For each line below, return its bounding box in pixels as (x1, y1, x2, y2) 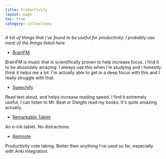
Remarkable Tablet (12, 114, 51, 120)
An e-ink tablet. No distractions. (5, 124, 70, 130)
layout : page (5, 12, 32, 17)
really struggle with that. (5, 75, 55, 81)
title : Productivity (5, 7, 48, 12)
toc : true (5, 16, 26, 21)
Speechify (12, 85, 34, 91)
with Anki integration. (5, 148, 49, 154)
